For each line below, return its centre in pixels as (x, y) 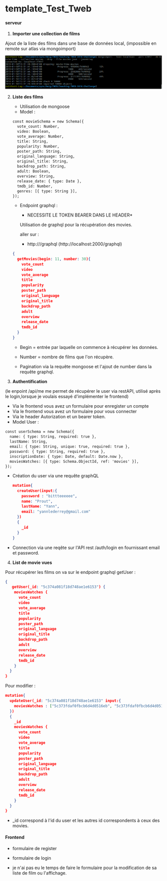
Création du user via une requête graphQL (56, 475)
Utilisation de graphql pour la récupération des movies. (76, 225)
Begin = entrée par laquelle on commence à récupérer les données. (89, 347)
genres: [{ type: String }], (47, 191)
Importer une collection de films (46, 34)
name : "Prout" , (37, 501)
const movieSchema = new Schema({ (48, 122)
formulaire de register (35, 848)
